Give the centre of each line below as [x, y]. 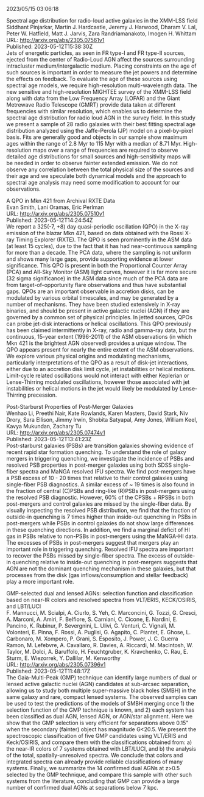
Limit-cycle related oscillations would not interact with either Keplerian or [98, 375]
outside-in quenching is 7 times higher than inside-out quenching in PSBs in [101, 517]
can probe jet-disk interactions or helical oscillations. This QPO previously [99, 324]
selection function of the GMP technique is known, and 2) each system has [100, 710]
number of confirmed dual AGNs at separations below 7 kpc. [82, 788]
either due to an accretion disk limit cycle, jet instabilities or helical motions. [101, 369]
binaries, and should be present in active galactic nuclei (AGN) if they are [98, 311]
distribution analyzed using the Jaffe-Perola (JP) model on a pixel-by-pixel [100, 131]
